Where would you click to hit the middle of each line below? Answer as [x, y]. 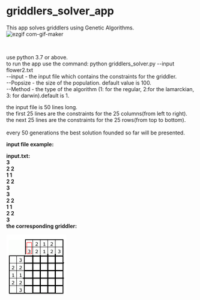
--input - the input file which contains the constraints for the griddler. [92, 76]
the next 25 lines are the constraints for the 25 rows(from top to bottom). [96, 120]
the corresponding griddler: [41, 226]
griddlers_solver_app [60, 11]
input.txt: [18, 156]
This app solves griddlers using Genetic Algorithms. [70, 28]
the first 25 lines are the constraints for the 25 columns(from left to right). [97, 113]
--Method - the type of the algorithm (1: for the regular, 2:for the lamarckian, [100, 89]
